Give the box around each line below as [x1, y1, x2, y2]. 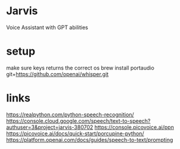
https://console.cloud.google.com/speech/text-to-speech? [6, 117, 151, 124]
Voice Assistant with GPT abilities [6, 24, 88, 31]
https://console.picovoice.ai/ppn [94, 123, 174, 131]
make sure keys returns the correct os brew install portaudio [6, 64, 155, 71]
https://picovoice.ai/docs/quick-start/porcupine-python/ [6, 129, 144, 137]
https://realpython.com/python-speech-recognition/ [6, 111, 134, 118]
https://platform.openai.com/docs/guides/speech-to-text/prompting [6, 136, 173, 143]
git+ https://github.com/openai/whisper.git [6, 70, 109, 78]
